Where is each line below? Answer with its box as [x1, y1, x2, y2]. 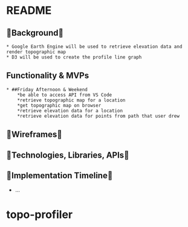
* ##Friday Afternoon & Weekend [6, 86, 88, 92]
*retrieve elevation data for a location [17, 107, 123, 113]
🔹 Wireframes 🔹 [6, 129, 62, 139]
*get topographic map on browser [17, 102, 102, 109]
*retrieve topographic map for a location [17, 97, 126, 103]
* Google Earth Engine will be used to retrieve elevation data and [6, 43, 183, 50]
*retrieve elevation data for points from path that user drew [17, 113, 180, 119]
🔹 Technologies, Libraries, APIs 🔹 [6, 150, 130, 160]
